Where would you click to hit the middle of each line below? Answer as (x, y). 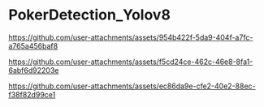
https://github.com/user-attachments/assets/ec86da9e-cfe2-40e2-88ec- (132, 86)
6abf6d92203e (34, 70)
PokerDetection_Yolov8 (89, 15)
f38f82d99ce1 (32, 94)
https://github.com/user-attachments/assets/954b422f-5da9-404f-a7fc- (131, 37)
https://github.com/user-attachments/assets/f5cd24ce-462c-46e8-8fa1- (131, 62)
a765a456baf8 (33, 45)
